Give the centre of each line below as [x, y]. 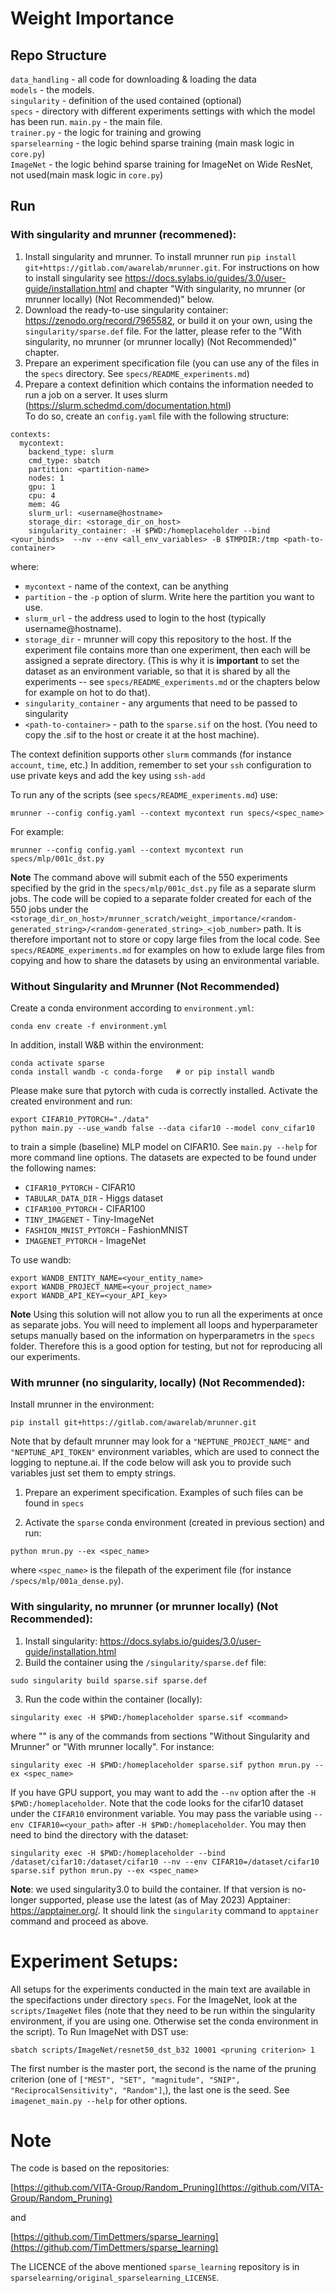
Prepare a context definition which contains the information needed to [169, 384]
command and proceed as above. [79, 1921]
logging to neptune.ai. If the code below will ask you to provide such [151, 1463]
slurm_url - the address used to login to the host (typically [145, 618]
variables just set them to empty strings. [93, 1473]
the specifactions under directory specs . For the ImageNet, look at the [154, 1999]
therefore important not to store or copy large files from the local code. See [165, 939]
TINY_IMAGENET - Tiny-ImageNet [89, 1219]
